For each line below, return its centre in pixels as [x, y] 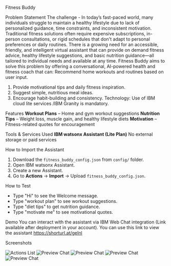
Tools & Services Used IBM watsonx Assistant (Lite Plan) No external [79, 134]
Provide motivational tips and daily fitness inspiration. [69, 87]
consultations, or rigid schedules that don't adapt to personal [85, 39]
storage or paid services [31, 140]
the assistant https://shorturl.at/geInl [44, 233]
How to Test [18, 186]
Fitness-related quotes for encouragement [50, 124]
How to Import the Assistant [35, 150]
